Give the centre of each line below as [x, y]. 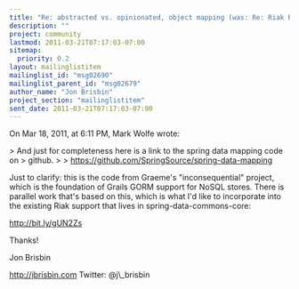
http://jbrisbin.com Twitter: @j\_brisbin [80, 275]
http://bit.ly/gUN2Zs [46, 223]
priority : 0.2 [43, 59]
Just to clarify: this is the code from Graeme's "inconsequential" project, [142, 178]
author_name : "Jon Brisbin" [61, 92]
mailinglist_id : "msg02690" [61, 76]
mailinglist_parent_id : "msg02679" [75, 84]
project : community [45, 34]
